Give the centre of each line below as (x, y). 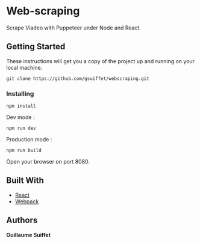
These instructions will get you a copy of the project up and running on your (100, 61)
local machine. (24, 67)
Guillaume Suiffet (29, 235)
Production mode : (29, 140)
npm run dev (21, 128)
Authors (22, 220)
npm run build (24, 151)
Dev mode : (20, 117)
